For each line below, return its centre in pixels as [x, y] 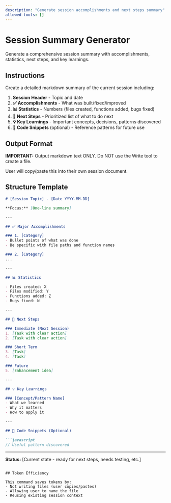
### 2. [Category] [25, 254]
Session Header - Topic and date [48, 98]
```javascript [20, 440]
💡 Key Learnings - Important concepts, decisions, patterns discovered [87, 122]
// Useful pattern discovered [37, 445]
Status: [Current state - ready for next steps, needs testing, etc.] [73, 459]
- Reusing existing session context [44, 495]
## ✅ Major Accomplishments [36, 227]
